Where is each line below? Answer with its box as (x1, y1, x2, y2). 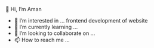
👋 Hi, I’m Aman (5, 6, 42, 12)
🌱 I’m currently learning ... (14, 24, 78, 30)
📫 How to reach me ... (14, 36, 70, 43)
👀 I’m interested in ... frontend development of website (14, 17, 148, 24)
